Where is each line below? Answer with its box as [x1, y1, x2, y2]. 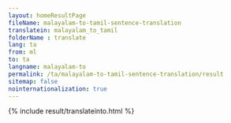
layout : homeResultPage [8, 11, 87, 20]
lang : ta [8, 41, 37, 49]
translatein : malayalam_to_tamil [8, 26, 118, 34]
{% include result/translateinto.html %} [8, 106, 135, 116]
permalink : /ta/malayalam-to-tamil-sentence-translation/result [8, 70, 224, 78]
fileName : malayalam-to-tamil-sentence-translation [8, 19, 181, 27]
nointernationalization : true [8, 84, 108, 93]
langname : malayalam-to [8, 63, 87, 71]
